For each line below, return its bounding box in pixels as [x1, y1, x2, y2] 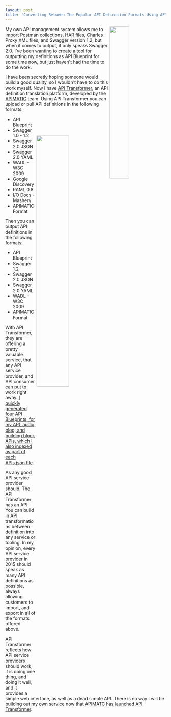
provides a [5, 690, 27, 696]
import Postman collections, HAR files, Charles [5, 32, 103, 38]
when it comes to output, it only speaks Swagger [5, 42, 108, 48]
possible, [5, 583, 24, 589]
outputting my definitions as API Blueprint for [5, 53, 100, 59]
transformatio [5, 518, 34, 524]
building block [5, 432, 35, 438]
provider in [5, 556, 28, 562]
